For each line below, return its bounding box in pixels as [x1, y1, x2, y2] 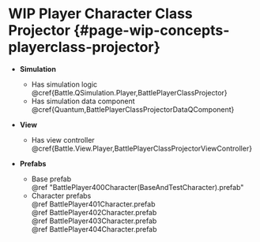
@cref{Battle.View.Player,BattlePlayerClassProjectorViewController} [31, 143, 253, 153]
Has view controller [31, 135, 95, 144]
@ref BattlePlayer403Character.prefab [31, 216, 157, 225]
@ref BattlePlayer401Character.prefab [31, 199, 156, 209]
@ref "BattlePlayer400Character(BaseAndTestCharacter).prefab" [31, 182, 244, 192]
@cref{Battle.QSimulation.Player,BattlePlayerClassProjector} [31, 87, 228, 97]
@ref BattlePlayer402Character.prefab [31, 207, 157, 217]
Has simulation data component [31, 96, 136, 106]
